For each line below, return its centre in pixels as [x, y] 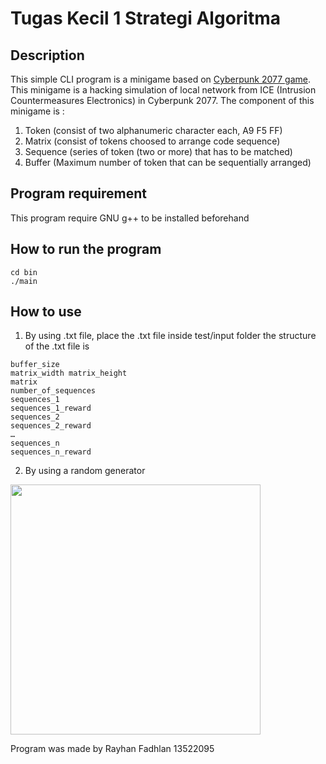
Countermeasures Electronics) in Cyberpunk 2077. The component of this [162, 100]
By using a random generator [85, 471]
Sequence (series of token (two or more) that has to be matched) [158, 151]
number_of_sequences [53, 391]
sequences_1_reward [51, 408]
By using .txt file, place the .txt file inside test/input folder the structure [170, 336]
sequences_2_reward [51, 426]
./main [24, 281]
